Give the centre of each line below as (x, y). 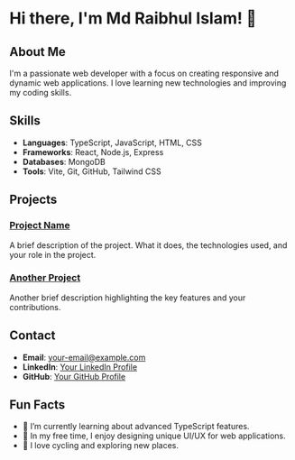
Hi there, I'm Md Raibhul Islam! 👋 (133, 18)
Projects (33, 200)
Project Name (40, 225)
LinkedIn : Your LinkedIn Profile (80, 367)
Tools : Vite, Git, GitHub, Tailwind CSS (92, 171)
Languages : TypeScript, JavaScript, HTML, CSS (112, 143)
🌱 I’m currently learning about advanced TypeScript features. (136, 427)
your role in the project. (53, 254)
